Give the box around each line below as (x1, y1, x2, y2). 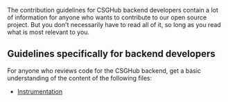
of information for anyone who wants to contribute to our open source (7, 13, 207, 22)
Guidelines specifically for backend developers (7, 48, 216, 60)
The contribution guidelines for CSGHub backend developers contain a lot (7, 6, 218, 14)
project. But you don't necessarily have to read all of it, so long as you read (7, 21, 222, 28)
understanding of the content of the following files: (7, 74, 152, 82)
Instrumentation (17, 87, 63, 96)
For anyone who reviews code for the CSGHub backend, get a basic (7, 66, 202, 75)
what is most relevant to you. (7, 28, 90, 36)
